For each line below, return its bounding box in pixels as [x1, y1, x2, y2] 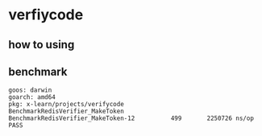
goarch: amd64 [8, 93, 56, 101]
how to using [8, 38, 75, 52]
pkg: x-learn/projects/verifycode [8, 101, 125, 109]
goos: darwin [8, 86, 52, 94]
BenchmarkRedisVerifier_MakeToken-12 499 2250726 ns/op [8, 114, 254, 122]
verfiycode [8, 6, 84, 24]
